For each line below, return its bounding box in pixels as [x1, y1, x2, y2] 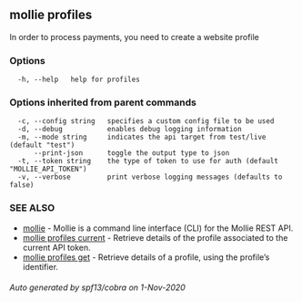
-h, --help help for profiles [17, 75, 141, 85]
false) [9, 181, 35, 190]
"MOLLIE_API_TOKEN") [9, 164, 88, 174]
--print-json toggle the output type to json [33, 149, 230, 158]
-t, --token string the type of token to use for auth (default [17, 157, 279, 166]
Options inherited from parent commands [9, 96, 197, 109]
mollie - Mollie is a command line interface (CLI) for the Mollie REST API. [22, 223, 294, 234]
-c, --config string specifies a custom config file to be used [17, 117, 275, 126]
